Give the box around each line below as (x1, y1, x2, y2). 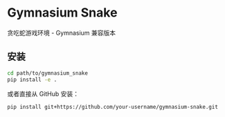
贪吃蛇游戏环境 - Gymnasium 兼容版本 (7, 28, 116, 37)
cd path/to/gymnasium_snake (7, 69, 89, 77)
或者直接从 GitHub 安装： (7, 89, 80, 98)
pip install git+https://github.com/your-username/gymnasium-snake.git (7, 103, 218, 110)
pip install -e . (7, 76, 57, 83)
